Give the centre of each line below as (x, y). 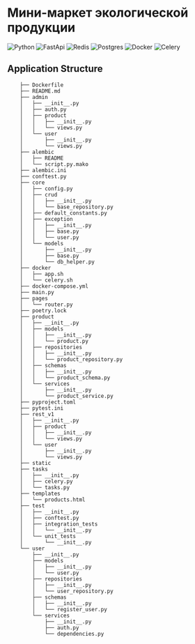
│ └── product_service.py (67, 396)
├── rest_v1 (37, 414)
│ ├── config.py (46, 189)
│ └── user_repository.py (73, 591)
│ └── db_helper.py (57, 262)
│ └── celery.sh (46, 280)
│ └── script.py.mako (54, 164)
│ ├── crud (39, 194)
